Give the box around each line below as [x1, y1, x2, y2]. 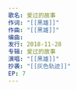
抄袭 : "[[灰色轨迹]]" [8, 63, 72, 70]
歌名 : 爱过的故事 [8, 11, 56, 20]
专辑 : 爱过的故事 [8, 48, 56, 56]
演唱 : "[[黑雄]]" [8, 56, 60, 63]
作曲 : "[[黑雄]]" [8, 26, 60, 34]
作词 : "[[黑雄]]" [8, 19, 60, 27]
